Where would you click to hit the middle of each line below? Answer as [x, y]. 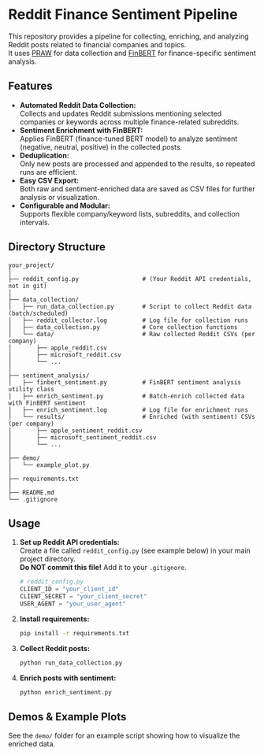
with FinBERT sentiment [47, 403]
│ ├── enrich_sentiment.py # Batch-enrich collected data [126, 396]
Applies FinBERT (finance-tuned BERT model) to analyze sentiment [128, 139]
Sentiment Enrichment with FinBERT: [81, 130]
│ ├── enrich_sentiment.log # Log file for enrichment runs [128, 410]
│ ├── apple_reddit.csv [58, 348]
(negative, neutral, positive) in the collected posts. [101, 146]
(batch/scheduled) [38, 313]
